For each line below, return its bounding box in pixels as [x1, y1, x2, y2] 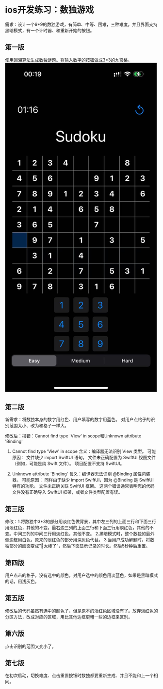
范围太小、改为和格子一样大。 [9, 423, 69, 429]
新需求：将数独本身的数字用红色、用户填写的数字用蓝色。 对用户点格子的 [5, 416, 151, 423]
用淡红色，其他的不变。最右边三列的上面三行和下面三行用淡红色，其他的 [5, 525, 149, 531]
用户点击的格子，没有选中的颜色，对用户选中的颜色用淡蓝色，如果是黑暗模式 [5, 572, 158, 578]
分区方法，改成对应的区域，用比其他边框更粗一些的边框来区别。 [5, 614, 132, 620]
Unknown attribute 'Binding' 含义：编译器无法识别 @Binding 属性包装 [12, 471, 150, 477]
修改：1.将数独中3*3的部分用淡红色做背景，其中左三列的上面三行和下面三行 [5, 518, 157, 525]
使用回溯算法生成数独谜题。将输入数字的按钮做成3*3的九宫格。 [5, 57, 132, 63]
